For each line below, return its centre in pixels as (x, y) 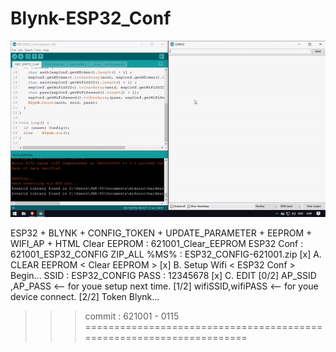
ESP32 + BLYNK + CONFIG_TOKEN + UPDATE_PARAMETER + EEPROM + (161, 233)
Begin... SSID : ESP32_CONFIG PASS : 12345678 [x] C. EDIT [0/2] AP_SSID (163, 275)
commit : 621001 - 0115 (132, 316)
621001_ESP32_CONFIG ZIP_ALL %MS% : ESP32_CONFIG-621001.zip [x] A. (166, 254)
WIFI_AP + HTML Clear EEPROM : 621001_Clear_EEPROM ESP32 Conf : (157, 243)
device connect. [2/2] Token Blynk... (85, 296)
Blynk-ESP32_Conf (91, 18)
